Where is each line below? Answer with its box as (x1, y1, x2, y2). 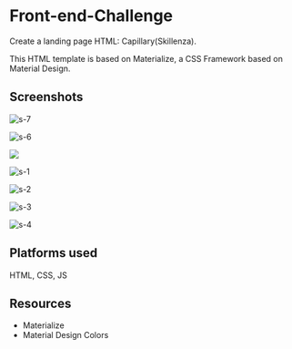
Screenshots (9, 89, 84, 105)
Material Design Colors (22, 330, 109, 341)
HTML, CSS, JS (9, 270, 68, 281)
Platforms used (9, 245, 98, 261)
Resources (9, 295, 72, 311)
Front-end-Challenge (9, 5, 174, 26)
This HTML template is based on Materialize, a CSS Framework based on (9, 53, 284, 64)
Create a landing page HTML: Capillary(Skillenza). (9, 36, 197, 46)
